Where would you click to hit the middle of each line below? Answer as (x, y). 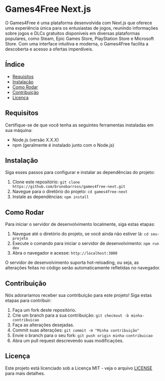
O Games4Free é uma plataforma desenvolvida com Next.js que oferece (79, 23)
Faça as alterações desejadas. (43, 325)
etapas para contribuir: (28, 300)
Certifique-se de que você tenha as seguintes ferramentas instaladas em (80, 125)
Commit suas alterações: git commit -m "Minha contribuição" (76, 330)
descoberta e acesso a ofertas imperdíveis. (49, 49)
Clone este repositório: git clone (46, 182)
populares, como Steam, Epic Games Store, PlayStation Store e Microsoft (80, 39)
